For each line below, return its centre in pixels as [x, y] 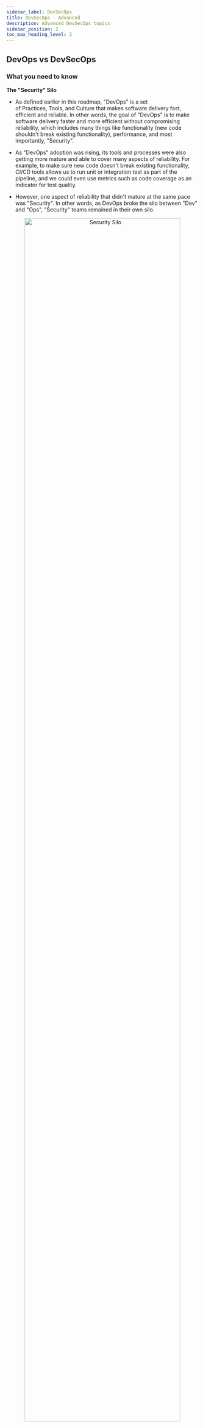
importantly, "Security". [45, 140]
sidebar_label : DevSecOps [39, 12]
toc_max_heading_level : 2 [39, 35]
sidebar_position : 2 [33, 29]
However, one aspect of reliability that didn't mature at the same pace [103, 196]
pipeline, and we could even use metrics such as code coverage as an [103, 178]
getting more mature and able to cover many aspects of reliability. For [102, 158]
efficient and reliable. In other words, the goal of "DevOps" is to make [102, 115]
